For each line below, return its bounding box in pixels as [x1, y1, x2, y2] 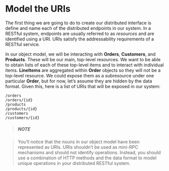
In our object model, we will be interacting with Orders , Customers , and [5, 51, 156, 57]
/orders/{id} [5, 97, 33, 103]
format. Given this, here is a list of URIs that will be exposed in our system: [5, 83, 161, 89]
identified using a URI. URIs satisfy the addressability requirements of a [5, 36, 154, 42]
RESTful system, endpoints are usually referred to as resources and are [5, 30, 155, 36]
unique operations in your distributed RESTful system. [17, 160, 131, 166]
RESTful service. [5, 41, 40, 47]
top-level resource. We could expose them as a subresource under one [5, 72, 154, 78]
